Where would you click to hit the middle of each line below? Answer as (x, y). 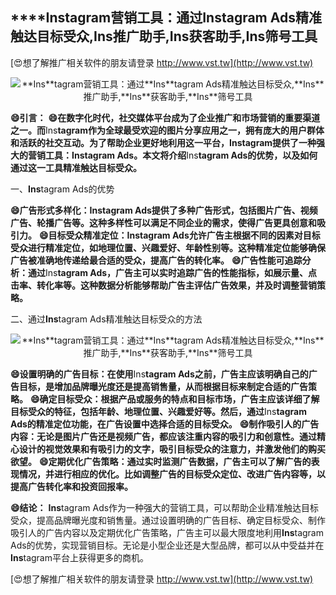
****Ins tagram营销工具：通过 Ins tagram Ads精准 (166, 18)
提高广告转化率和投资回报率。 (71, 486)
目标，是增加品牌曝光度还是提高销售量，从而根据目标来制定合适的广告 (163, 386)
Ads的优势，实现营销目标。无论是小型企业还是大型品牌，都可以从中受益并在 (167, 545)
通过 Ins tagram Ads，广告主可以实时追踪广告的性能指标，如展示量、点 (172, 272)
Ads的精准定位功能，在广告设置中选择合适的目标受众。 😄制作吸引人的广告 (165, 424)
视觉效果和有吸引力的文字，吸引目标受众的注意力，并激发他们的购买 (185, 449)
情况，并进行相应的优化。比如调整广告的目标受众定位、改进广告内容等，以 (172, 474)
